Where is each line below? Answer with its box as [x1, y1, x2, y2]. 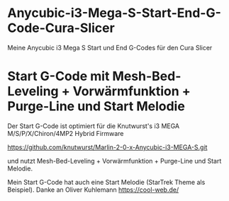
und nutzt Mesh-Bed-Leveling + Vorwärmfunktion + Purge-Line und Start [7, 156, 222, 165]
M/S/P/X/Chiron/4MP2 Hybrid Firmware [7, 129, 124, 137]
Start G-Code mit [7, 69, 110, 84]
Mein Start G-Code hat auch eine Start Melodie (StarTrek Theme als [7, 178, 206, 186]
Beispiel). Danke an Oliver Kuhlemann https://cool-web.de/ [7, 185, 179, 194]
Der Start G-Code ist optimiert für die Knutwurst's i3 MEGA [7, 122, 180, 130]
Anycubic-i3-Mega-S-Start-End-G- [7, 5, 222, 21]
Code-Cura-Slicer [7, 20, 115, 36]
